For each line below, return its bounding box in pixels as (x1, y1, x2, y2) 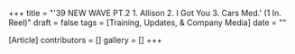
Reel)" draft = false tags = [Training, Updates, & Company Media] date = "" (8, 17, 287, 28)
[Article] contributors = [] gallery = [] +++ (8, 35, 163, 45)
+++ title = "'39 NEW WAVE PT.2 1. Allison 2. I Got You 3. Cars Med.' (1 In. (8, 8, 281, 18)
